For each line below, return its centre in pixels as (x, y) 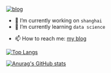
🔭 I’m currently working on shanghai (58, 20)
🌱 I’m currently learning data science (60, 27)
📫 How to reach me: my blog (51, 39)
